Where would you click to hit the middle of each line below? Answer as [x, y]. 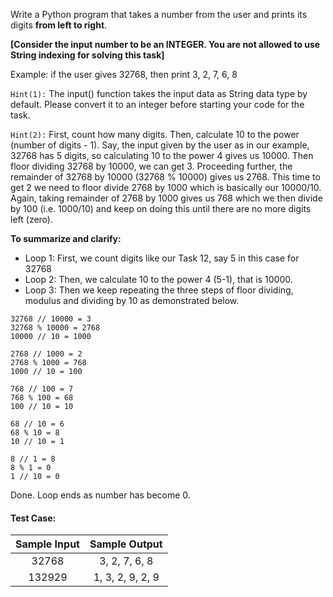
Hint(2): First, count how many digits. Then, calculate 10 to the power [155, 134]
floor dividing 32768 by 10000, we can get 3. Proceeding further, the [151, 166]
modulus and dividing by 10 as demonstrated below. [132, 300]
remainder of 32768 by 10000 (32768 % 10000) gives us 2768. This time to [165, 177]
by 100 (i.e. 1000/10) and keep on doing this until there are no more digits [161, 208]
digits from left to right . [59, 25]
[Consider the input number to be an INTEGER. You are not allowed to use [165, 44]
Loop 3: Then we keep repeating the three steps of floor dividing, [159, 290]
